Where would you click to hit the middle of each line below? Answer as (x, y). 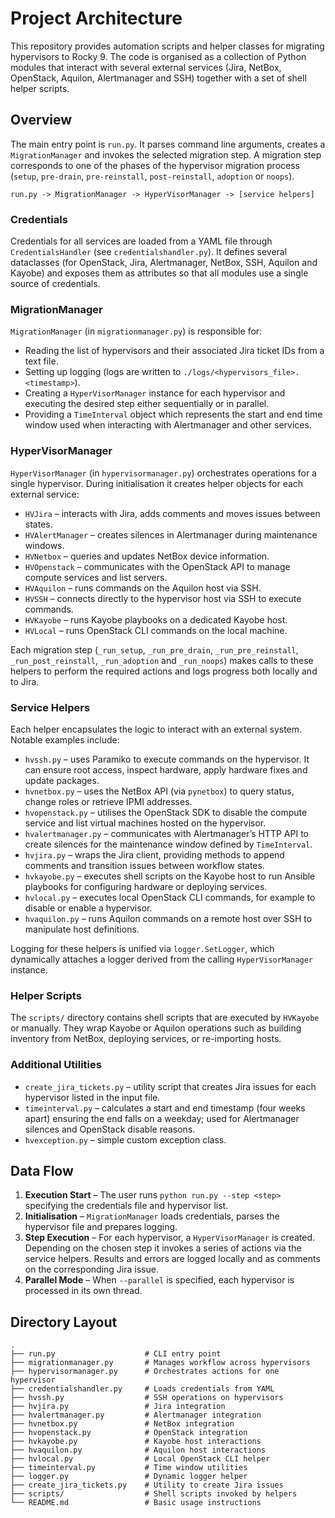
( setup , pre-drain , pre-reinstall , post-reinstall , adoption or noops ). (152, 176)
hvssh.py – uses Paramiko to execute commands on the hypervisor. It (167, 759)
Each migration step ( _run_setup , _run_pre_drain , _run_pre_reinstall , (154, 649)
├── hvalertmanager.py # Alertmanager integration (136, 1415)
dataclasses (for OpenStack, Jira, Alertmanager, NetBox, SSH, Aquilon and (164, 263)
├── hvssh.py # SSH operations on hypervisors (147, 1398)
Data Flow (42, 1170)
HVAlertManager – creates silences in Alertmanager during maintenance (171, 534)
